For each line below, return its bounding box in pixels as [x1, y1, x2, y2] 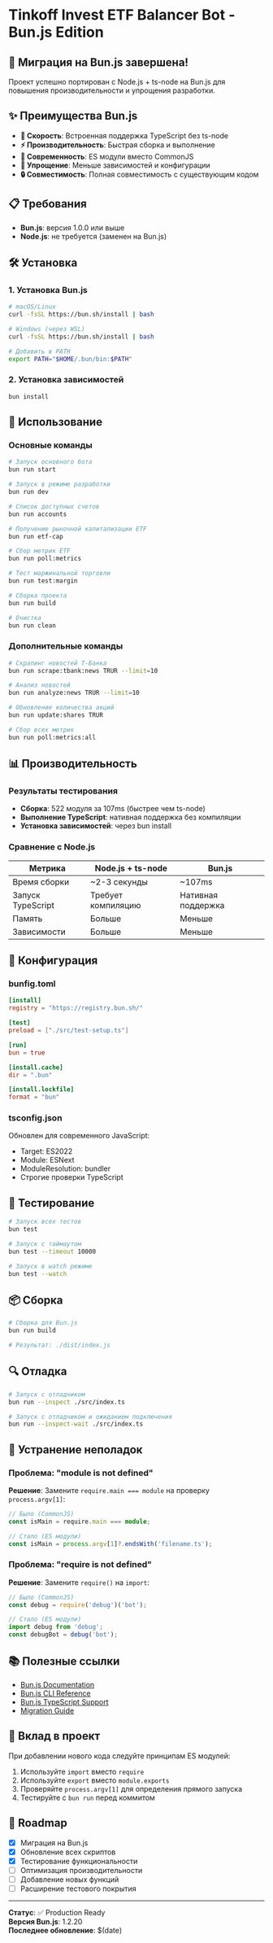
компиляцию [90, 899, 141, 910]
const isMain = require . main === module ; [8, 1517, 151, 1526]
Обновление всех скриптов [19, 1847, 116, 1857]
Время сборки [12, 876, 70, 888]
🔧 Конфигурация [8, 954, 98, 967]
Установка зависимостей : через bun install [19, 821, 172, 831]
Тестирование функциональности [19, 1856, 138, 1866]
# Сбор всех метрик [8, 726, 75, 734]
